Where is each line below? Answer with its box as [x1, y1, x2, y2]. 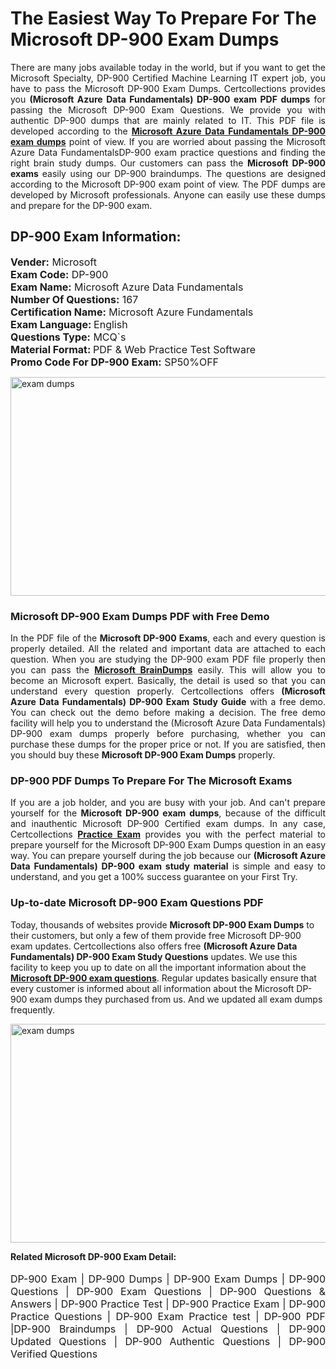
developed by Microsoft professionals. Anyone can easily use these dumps [10, 188, 326, 201]
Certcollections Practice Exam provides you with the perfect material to [10, 828, 326, 841]
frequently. [10, 1003, 55, 1016]
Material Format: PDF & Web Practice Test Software [10, 342, 257, 356]
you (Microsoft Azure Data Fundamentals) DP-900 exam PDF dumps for [10, 93, 326, 105]
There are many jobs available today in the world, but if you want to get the [10, 61, 326, 73]
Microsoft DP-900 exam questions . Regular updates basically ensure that [10, 972, 317, 984]
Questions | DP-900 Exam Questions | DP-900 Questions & [10, 1284, 326, 1298]
